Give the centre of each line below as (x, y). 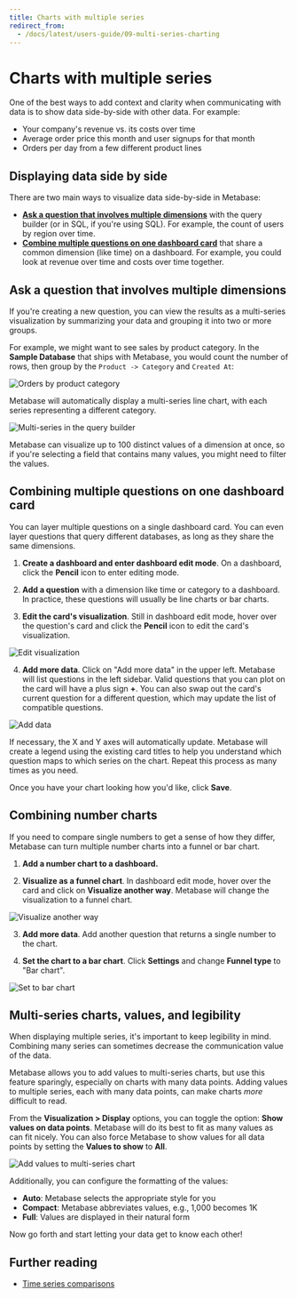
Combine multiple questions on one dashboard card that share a (142, 243)
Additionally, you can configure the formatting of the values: (119, 1181)
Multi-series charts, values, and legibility (125, 1015)
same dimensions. (43, 545)
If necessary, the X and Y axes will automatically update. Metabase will (139, 741)
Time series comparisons (68, 1284)
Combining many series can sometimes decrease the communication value (146, 1046)
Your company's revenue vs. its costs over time (109, 129)
